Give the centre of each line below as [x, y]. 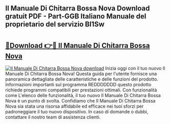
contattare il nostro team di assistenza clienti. [53, 117]
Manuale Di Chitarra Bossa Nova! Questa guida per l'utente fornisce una [81, 74]
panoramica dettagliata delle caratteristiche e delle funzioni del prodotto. [82, 79]
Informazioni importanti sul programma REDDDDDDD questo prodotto [78, 84]
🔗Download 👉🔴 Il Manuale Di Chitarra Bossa [78, 45]
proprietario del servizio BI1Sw [55, 24]
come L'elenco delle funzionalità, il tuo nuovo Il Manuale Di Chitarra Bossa [83, 95]
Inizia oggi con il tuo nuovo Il [135, 68]
